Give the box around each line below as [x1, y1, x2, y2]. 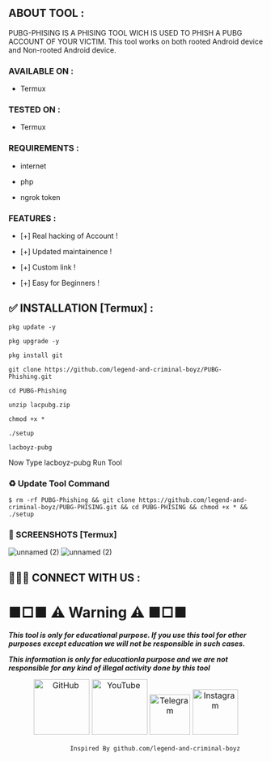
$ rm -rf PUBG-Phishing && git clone [8, 496, 136, 504]
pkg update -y [8, 323, 57, 331]
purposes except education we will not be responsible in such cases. [8, 639, 245, 648]
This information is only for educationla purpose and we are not [8, 654, 228, 664]
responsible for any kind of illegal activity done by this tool [8, 663, 210, 673]
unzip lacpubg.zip [8, 401, 70, 409]
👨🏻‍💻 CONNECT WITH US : [8, 571, 141, 585]
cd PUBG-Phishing [8, 386, 67, 395]
